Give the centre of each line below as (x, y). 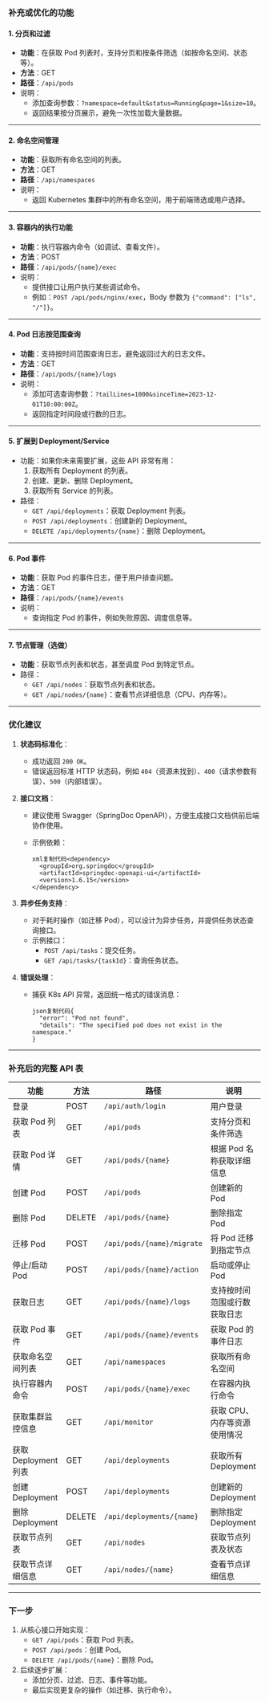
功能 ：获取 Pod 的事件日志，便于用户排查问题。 (98, 578)
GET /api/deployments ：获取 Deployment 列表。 (111, 511)
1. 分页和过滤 (29, 33)
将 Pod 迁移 (232, 1238)
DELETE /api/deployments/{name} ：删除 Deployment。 (120, 531)
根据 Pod (227, 1148)
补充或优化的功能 (41, 12)
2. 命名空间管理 (34, 140)
